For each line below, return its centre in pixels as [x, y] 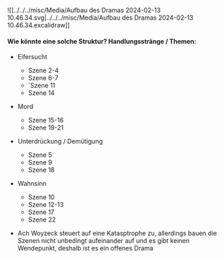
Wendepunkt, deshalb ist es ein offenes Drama [85, 248]
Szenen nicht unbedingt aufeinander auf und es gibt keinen [104, 241]
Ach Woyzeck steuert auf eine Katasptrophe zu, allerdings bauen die [117, 233]
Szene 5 [40, 155]
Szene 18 [41, 170]
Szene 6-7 [43, 78]
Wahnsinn [32, 184]
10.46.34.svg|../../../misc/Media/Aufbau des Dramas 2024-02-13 [100, 18]
